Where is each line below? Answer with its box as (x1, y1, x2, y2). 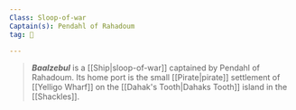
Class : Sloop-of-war (9, 13, 88, 23)
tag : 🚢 (9, 30, 34, 39)
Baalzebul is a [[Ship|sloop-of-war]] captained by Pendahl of (31, 62, 260, 73)
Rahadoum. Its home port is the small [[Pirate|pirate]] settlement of (31, 72, 281, 83)
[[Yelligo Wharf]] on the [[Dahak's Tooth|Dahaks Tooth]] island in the (31, 82, 288, 93)
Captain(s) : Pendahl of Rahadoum (9, 22, 135, 31)
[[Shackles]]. (31, 91, 80, 102)
